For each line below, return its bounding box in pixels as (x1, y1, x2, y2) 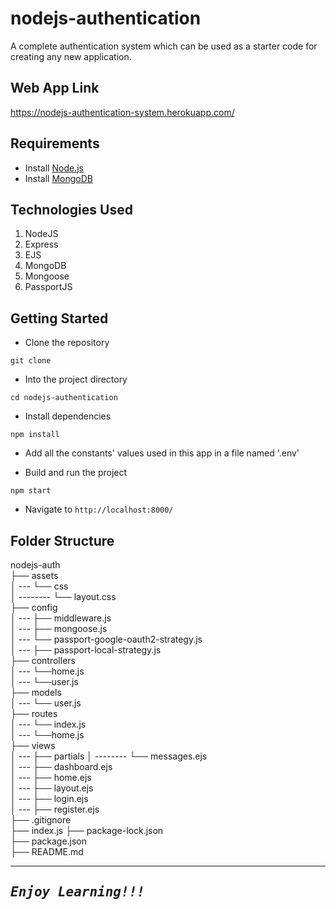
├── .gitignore (10, 814, 72, 826)
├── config (10, 602, 58, 613)
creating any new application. (10, 50, 132, 62)
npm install (10, 430, 60, 440)
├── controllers (10, 655, 76, 666)
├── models (10, 687, 62, 698)
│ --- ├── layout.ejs (10, 782, 94, 794)
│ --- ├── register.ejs (10, 803, 100, 815)
